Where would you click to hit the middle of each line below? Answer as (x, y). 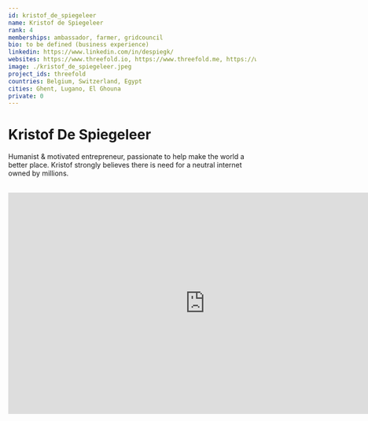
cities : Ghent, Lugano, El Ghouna (65, 89)
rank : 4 (21, 30)
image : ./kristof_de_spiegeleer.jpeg (70, 67)
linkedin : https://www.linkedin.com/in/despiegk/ (91, 52)
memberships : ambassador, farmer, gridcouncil (86, 37)
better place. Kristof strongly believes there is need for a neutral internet (125, 165)
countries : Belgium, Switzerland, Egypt (75, 81)
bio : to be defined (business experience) (79, 45)
